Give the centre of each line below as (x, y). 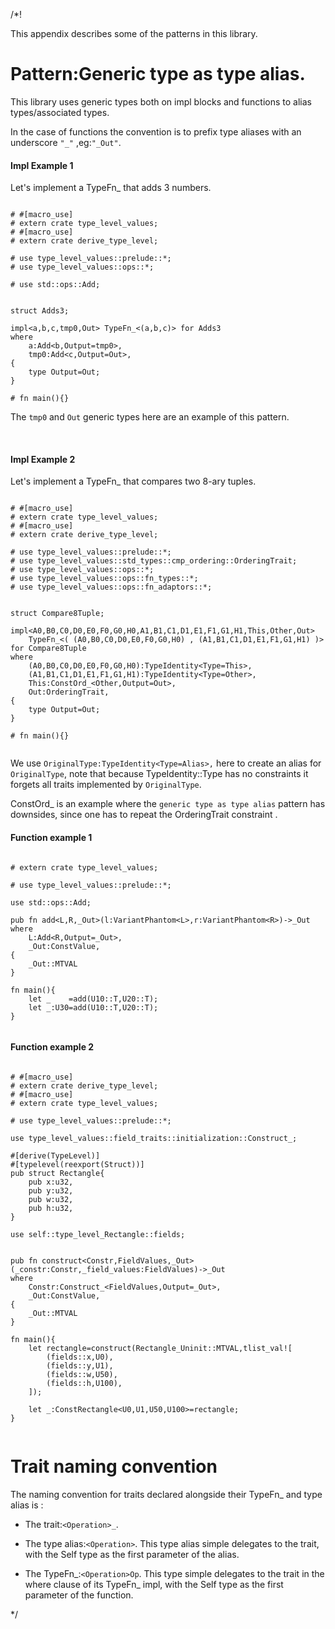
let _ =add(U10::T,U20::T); (93, 999)
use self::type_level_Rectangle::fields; (98, 1234)
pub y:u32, (51, 1190)
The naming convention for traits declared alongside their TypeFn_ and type (166, 1494)
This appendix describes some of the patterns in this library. (134, 33)
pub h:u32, (51, 1208)
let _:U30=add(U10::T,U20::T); (93, 1007)
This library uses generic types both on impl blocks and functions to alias (161, 101)
